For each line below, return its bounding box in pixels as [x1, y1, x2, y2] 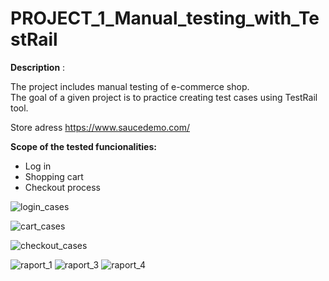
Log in [24, 160, 52, 172]
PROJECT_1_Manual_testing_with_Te [10, 7, 320, 30]
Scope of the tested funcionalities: [10, 140, 157, 152]
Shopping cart [24, 170, 84, 182]
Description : [10, 61, 66, 73]
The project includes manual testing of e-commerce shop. [10, 80, 250, 92]
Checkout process [24, 181, 101, 193]
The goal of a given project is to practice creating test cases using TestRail [10, 91, 318, 103]
